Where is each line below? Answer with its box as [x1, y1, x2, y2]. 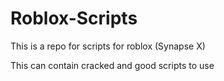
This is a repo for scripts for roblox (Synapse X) [10, 40, 206, 52]
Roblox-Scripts [10, 7, 138, 30]
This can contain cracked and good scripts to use [10, 59, 215, 71]
